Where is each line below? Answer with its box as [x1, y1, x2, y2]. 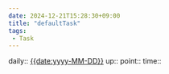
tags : [8, 27, 27, 35]
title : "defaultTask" [8, 19, 81, 27]
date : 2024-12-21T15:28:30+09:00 [8, 11, 121, 20]
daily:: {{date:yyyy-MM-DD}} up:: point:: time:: [8, 56, 162, 66]
